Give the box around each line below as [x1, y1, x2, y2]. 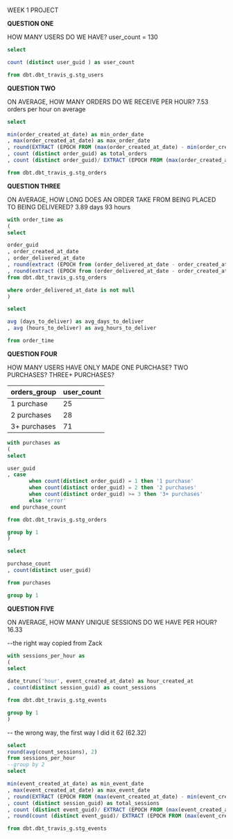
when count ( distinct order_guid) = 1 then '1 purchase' [28, 478, 194, 485]
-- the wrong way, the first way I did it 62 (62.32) [7, 728, 147, 737]
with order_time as [7, 216, 64, 223]
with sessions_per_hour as [7, 652, 85, 660]
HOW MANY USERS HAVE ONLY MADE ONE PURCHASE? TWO [7, 363, 189, 371]
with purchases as [7, 439, 60, 446]
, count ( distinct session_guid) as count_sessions [7, 685, 157, 692]
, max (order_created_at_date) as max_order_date [7, 137, 150, 145]
